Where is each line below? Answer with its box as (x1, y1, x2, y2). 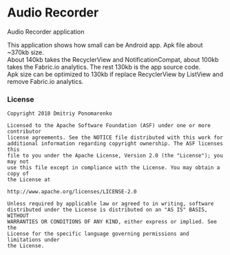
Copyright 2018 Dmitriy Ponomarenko (7, 110, 112, 118)
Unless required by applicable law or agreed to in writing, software (7, 201, 214, 208)
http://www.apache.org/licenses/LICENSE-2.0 (7, 188, 137, 195)
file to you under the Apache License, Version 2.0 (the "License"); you (7, 153, 224, 159)
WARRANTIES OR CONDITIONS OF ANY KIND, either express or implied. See (7, 219, 217, 225)
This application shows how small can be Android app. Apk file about (7, 41, 203, 49)
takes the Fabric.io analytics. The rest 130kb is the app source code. (7, 63, 201, 71)
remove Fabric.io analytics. (7, 77, 84, 85)
